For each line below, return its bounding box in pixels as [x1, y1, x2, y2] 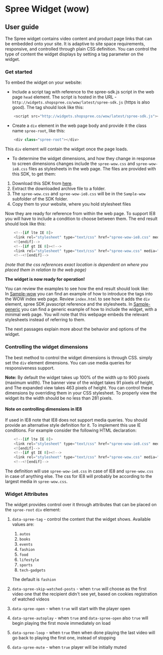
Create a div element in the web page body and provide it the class [12, 123, 147, 128]
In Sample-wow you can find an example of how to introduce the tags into [5, 291, 153, 297]
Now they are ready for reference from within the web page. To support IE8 [5, 211, 156, 217]
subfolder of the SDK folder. [12, 196, 68, 202]
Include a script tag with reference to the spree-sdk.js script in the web [12, 89, 154, 95]
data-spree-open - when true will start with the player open [12, 606, 130, 612]
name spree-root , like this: [12, 128, 65, 134]
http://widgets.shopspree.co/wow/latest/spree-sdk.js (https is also [12, 99, 150, 105]
